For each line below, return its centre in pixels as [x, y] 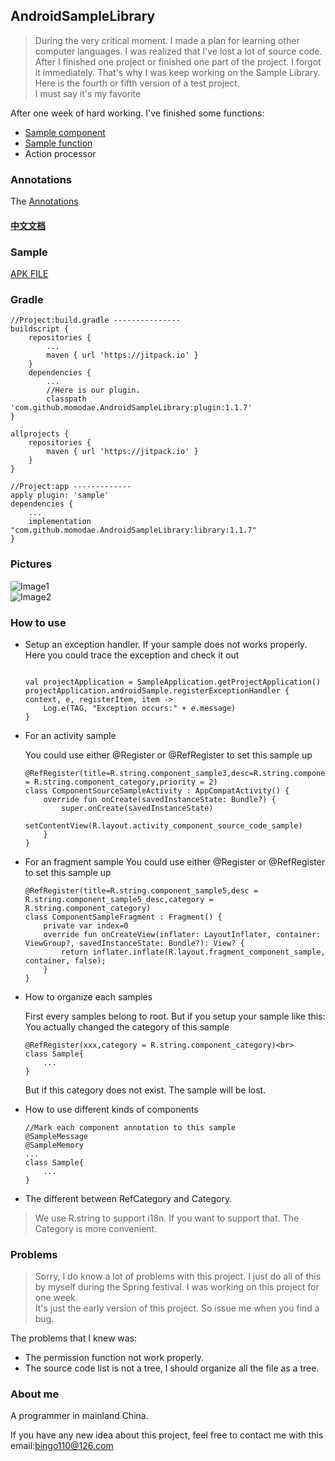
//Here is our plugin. [93, 390]
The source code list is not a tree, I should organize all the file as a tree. [172, 1368]
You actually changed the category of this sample [127, 1026]
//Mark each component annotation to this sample [130, 1127]
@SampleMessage [56, 1136]
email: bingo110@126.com [62, 1446]
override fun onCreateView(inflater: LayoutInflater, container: [182, 934]
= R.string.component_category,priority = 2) [121, 782]
